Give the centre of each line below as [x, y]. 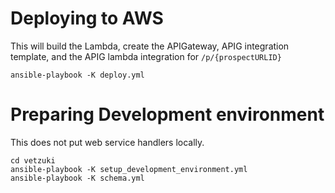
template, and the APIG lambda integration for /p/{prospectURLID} [146, 56]
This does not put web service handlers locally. [107, 142]
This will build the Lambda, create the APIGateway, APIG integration [150, 46]
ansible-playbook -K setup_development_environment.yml [129, 169]
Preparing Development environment [167, 114]
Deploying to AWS [87, 18]
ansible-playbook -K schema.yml [77, 178]
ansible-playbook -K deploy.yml [77, 75]
